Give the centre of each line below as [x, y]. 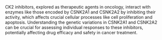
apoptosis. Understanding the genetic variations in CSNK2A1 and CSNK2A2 [81, 22]
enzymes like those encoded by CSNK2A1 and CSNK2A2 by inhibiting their [80, 12]
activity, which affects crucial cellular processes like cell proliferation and [79, 17]
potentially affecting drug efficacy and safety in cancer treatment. [71, 33]
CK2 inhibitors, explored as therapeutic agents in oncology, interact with [78, 7]
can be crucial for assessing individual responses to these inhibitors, [74, 27]
